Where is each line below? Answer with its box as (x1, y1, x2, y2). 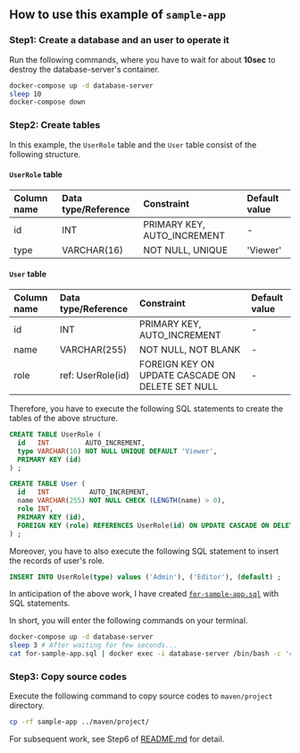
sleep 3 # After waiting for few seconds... (9, 641, 178, 650)
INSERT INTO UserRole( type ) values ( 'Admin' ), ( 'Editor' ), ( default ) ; (9, 572, 281, 581)
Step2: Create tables (9, 119, 101, 131)
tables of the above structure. (9, 413, 119, 424)
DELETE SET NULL (138, 380, 219, 393)
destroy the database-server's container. (9, 63, 161, 74)
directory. (9, 700, 45, 711)
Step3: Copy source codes (9, 670, 128, 682)
